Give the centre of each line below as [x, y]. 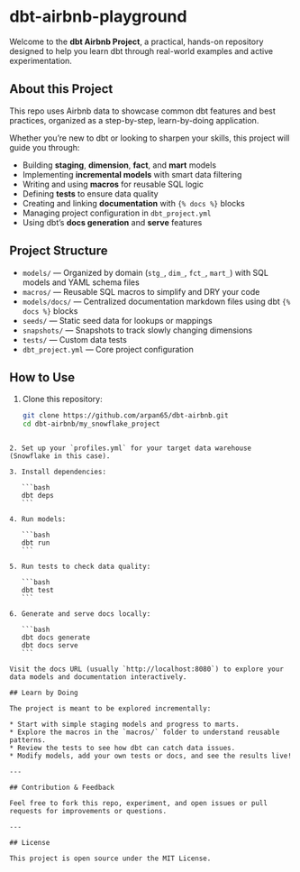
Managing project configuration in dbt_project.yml [117, 213]
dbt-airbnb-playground [98, 17]
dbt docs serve [50, 646]
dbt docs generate [56, 638]
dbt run [36, 543]
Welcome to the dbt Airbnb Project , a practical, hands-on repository [136, 41]
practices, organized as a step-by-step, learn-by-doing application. [134, 120]
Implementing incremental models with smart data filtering [132, 174]
